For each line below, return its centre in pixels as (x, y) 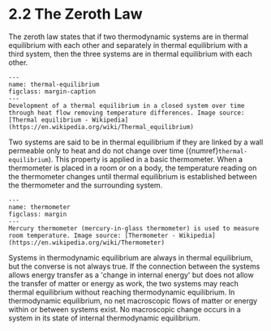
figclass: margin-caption (52, 91)
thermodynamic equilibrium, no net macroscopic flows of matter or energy (133, 300)
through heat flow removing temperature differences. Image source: (127, 113)
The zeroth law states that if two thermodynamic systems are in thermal (129, 37)
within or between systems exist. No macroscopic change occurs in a (125, 309)
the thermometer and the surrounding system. (86, 185)
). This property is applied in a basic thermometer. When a (146, 159)
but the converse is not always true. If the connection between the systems (134, 266)
